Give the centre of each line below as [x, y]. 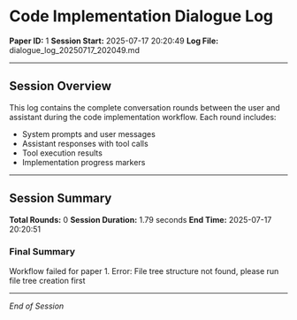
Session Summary [61, 198]
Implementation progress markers [84, 162]
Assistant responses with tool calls [85, 143]
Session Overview [61, 86]
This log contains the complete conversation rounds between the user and [145, 107]
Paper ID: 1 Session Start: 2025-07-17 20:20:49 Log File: [114, 41]
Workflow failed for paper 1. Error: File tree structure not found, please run [144, 270]
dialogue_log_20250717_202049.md [74, 50]
